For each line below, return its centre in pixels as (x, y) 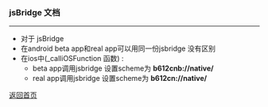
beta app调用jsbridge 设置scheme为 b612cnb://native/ (123, 68)
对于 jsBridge (42, 39)
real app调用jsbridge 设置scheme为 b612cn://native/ (120, 78)
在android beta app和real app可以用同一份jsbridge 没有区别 (118, 48)
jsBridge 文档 (35, 12)
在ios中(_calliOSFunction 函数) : (72, 59)
